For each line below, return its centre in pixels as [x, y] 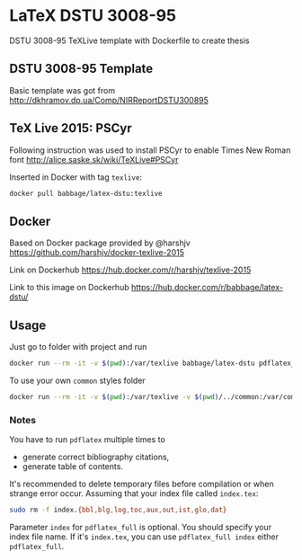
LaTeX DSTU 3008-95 [93, 16]
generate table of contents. [73, 467]
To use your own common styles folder [77, 380]
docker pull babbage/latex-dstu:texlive [86, 193]
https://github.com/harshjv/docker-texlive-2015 [97, 253]
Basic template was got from [62, 90]
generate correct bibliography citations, [96, 457]
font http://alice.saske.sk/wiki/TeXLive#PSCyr [94, 159]
